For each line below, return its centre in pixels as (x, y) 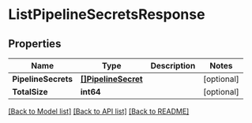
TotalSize (30, 92)
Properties (35, 44)
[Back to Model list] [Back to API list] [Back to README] (99, 111)
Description (173, 66)
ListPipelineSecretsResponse (107, 15)
